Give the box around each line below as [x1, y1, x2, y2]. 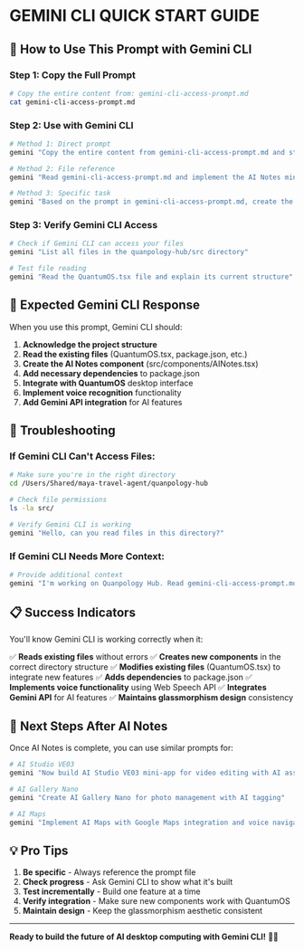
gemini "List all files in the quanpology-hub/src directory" [9, 248, 249, 257]
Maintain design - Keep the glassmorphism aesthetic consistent [22, 906, 263, 917]
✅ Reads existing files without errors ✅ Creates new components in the [9, 651, 281, 661]
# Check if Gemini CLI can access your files [9, 239, 184, 249]
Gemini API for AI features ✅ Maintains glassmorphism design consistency [9, 691, 294, 702]
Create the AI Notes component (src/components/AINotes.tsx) [22, 358, 260, 369]
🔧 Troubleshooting [9, 423, 116, 439]
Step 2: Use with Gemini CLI [9, 119, 134, 131]
